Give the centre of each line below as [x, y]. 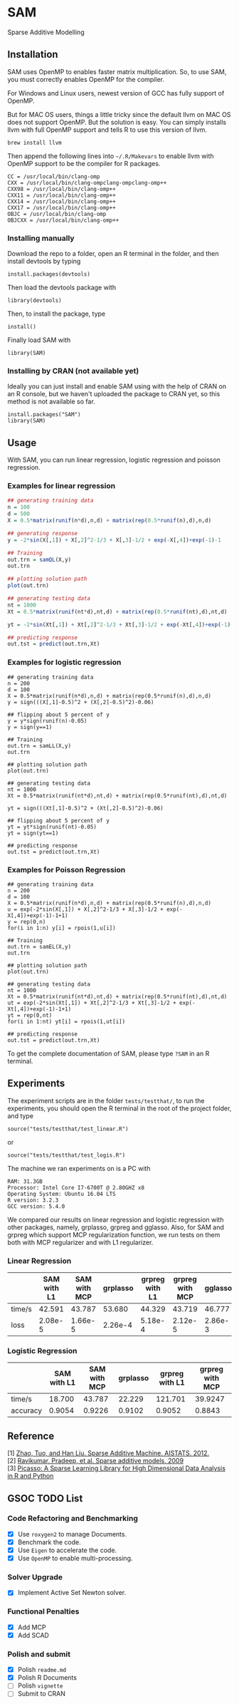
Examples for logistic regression [64, 662]
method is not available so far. [52, 402]
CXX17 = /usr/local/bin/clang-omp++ [62, 207]
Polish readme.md [42, 1670]
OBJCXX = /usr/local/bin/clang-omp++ [63, 220]
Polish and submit [39, 1654]
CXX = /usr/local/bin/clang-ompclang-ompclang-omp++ [87, 182]
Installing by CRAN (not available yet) [73, 371]
